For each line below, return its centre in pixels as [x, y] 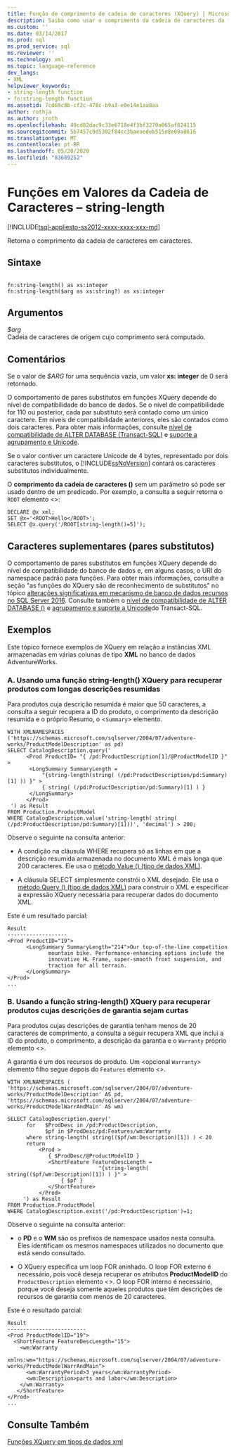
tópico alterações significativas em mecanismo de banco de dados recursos [118, 593]
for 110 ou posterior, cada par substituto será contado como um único [108, 412]
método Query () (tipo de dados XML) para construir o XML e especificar [123, 887]
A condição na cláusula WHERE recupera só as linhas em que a [109, 851]
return [35, 1144]
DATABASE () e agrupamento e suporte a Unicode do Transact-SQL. [105, 608]
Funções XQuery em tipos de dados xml [65, 1442]
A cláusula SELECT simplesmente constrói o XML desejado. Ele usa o [118, 880]
